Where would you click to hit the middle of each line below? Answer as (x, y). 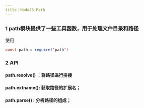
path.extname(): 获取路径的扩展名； (43, 87)
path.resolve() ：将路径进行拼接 (39, 75)
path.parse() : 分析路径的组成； (38, 100)
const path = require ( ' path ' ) (37, 50)
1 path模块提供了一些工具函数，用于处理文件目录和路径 (72, 28)
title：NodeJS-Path (25, 10)
